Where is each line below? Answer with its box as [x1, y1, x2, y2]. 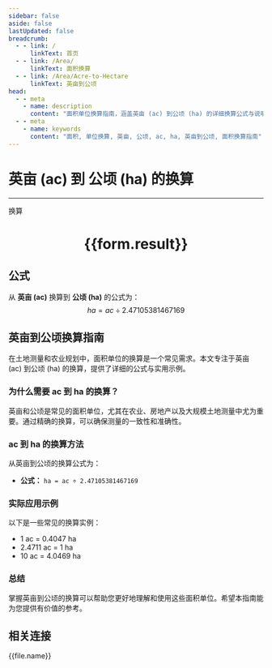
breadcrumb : [8, 34, 49, 43]
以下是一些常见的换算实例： [8, 518, 101, 528]
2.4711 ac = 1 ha [19, 542, 74, 552]
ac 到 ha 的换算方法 [8, 439, 84, 450]
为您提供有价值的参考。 [8, 603, 87, 613]
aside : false [8, 19, 53, 28]
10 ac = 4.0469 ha [19, 551, 81, 561]
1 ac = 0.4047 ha [19, 534, 77, 544]
